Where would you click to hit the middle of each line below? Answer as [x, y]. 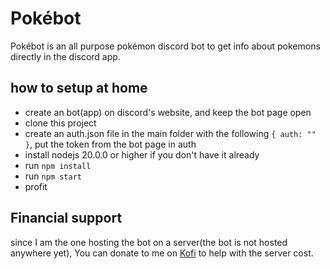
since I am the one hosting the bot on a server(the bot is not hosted [149, 242]
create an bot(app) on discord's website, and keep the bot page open [168, 112]
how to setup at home [79, 88]
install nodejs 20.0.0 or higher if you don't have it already [142, 154]
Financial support [66, 218]
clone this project [60, 123]
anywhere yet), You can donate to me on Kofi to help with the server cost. [162, 253]
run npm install [58, 165]
